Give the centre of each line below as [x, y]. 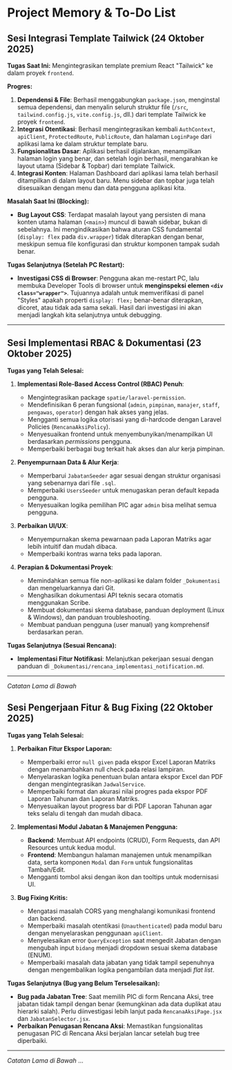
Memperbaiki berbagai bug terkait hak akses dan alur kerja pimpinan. [126, 449]
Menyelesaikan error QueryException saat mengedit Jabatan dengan [124, 940]
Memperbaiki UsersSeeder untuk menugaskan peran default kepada [123, 490]
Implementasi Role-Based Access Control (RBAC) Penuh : [100, 384]
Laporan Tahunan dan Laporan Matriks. [84, 798]
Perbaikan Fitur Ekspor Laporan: [65, 749]
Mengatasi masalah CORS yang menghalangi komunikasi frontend [121, 911]
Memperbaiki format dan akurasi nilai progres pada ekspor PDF [118, 791]
